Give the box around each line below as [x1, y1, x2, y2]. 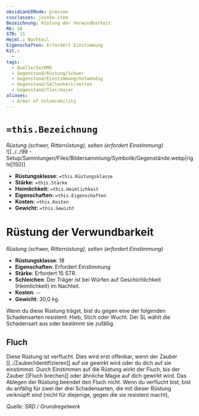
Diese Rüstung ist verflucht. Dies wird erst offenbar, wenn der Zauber [6, 353, 178, 360]
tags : [6, 59, 20, 65]
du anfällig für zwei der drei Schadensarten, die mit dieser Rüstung [6, 385, 171, 392]
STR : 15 [6, 31, 26, 37]
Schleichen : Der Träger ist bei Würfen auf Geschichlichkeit [14, 276, 161, 283]
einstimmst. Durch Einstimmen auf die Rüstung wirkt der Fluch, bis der [6, 366, 180, 373]
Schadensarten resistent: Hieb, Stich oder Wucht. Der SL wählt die [6, 313, 171, 321]
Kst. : [6, 48, 20, 54]
